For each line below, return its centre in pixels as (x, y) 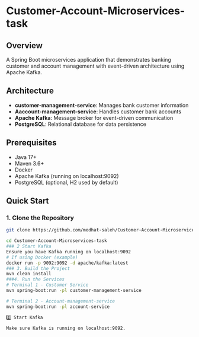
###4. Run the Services (36, 279)
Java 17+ (25, 157)
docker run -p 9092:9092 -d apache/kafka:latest (67, 263)
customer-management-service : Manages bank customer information (102, 105)
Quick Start (28, 201)
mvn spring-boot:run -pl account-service (58, 307)
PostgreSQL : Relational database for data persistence (81, 124)
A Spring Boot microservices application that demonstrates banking (89, 60)
